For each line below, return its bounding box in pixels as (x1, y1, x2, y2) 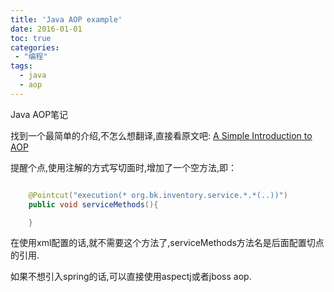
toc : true (10, 33, 52, 43)
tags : (10, 61, 33, 71)
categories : (10, 42, 60, 53)
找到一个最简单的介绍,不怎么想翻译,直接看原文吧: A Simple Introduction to (10, 129, 313, 141)
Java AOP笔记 (10, 108, 69, 120)
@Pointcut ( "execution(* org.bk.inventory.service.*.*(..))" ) (28, 190, 288, 200)
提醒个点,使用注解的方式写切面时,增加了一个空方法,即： (10, 161, 238, 173)
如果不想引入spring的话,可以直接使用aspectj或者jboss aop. (10, 271, 252, 283)
